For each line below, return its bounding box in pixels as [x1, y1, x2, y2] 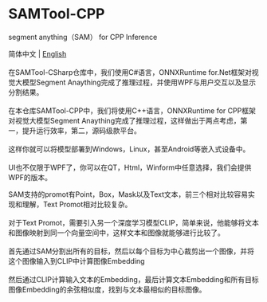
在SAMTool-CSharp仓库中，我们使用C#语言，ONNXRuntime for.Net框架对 [8, 67, 253, 76]
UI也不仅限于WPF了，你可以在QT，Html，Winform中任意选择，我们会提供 [8, 163, 252, 172]
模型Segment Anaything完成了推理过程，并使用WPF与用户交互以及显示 [22, 77, 257, 87]
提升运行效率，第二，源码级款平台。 [22, 125, 141, 135]
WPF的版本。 [8, 172, 53, 182]
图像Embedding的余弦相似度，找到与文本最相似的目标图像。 [8, 284, 206, 294]
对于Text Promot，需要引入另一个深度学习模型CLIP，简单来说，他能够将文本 [8, 218, 259, 227]
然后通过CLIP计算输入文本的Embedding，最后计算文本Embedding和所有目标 [8, 274, 259, 284]
